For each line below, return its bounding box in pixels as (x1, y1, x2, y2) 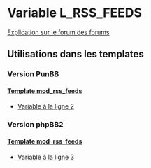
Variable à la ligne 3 (17, 153, 75, 161)
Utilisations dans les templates (7, 48, 145, 60)
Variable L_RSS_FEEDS (7, 5, 142, 21)
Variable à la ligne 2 (17, 102, 75, 111)
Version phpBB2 (7, 120, 64, 129)
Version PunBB (7, 69, 59, 79)
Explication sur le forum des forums (7, 28, 110, 36)
